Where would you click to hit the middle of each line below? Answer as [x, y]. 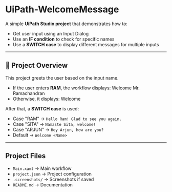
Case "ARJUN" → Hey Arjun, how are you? [58, 129]
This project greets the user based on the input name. [62, 78]
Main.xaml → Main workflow [42, 168]
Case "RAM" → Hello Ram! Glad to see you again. [67, 119]
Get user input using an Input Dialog [51, 33]
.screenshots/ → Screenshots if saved [53, 179]
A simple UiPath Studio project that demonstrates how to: [67, 24]
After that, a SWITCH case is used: [42, 108]
